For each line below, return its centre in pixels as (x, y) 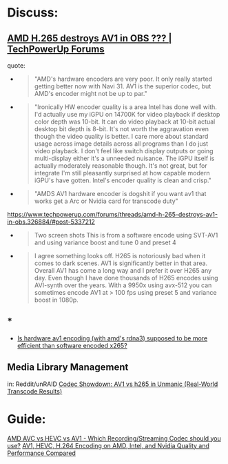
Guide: (27, 419)
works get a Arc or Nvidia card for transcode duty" (106, 201)
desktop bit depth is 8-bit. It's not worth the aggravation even (121, 129)
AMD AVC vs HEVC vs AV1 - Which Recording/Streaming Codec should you (114, 438)
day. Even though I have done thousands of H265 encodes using (126, 278)
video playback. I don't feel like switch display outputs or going (124, 151)
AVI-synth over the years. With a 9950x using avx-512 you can (123, 285)
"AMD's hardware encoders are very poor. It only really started (123, 79)
